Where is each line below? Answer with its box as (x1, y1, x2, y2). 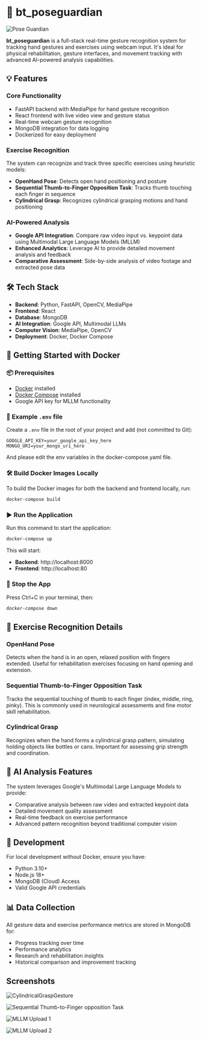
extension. (6, 666, 32, 674)
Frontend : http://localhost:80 (14, 565, 87, 572)
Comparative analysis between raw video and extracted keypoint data (14, 801, 189, 808)
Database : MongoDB (14, 314, 68, 321)
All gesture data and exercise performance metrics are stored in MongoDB (6, 922, 191, 929)
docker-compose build (6, 496, 61, 503)
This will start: (6, 547, 41, 554)
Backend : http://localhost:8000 (14, 559, 93, 566)
